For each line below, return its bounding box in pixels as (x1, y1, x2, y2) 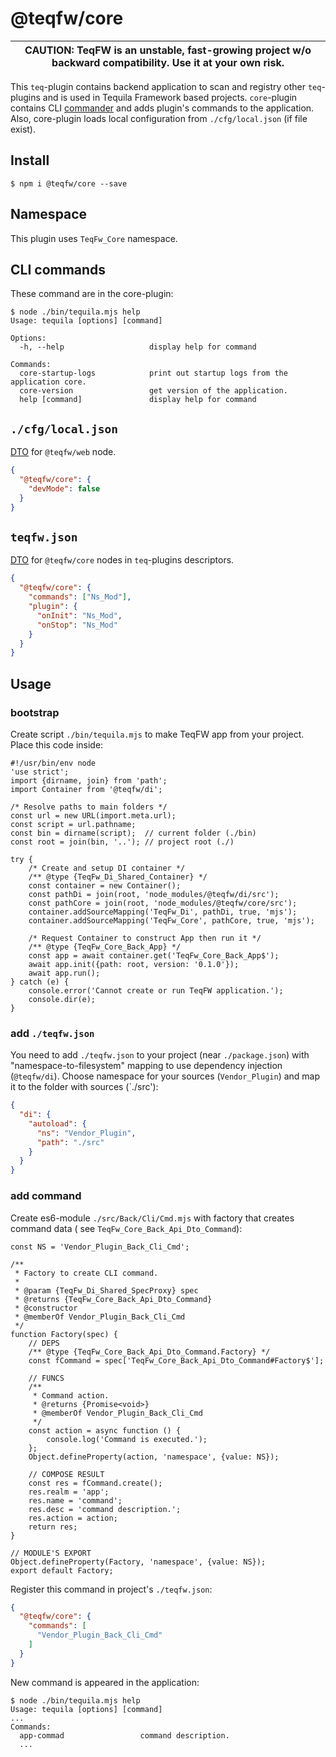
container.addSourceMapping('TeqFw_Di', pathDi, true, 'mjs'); (28, 907, 298, 917)
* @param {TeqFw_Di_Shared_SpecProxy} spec (14, 1285, 199, 1296)
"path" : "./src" (36, 1137, 105, 1147)
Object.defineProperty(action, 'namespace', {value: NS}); (28, 1452, 280, 1462)
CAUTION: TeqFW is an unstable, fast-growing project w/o (24, 43, 312, 57)
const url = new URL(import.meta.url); (10, 810, 177, 821)
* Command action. (32, 1390, 110, 1401)
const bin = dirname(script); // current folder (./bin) (10, 828, 257, 838)
